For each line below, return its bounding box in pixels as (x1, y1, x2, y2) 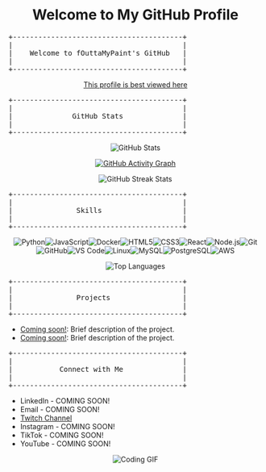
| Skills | (8, 206, 188, 215)
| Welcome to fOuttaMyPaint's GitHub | (8, 48, 188, 57)
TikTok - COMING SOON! (19, 430, 104, 440)
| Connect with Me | (8, 365, 188, 374)
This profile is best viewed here (83, 79, 188, 90)
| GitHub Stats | (8, 111, 188, 120)
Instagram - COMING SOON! (19, 421, 115, 431)
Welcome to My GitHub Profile (31, 6, 239, 24)
